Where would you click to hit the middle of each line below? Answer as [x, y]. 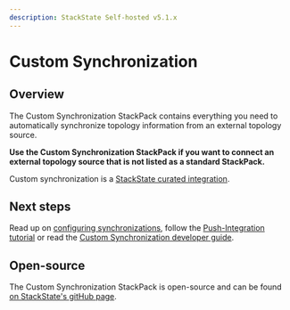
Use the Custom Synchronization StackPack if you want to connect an [142, 151]
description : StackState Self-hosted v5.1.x [93, 17]
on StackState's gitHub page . [63, 297]
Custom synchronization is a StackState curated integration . [120, 178]
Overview [37, 94]
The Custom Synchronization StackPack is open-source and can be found [146, 287]
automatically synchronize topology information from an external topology [145, 125]
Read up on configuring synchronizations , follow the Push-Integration [137, 228]
